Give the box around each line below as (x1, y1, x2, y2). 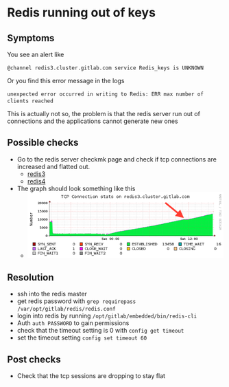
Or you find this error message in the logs (7, 77, 125, 85)
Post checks (7, 353, 61, 365)
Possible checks (7, 137, 79, 148)
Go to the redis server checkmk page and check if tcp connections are (16, 155, 217, 163)
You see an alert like (7, 50, 64, 58)
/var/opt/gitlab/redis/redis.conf (16, 306, 116, 313)
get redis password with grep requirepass (16, 297, 136, 305)
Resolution (7, 272, 54, 283)
